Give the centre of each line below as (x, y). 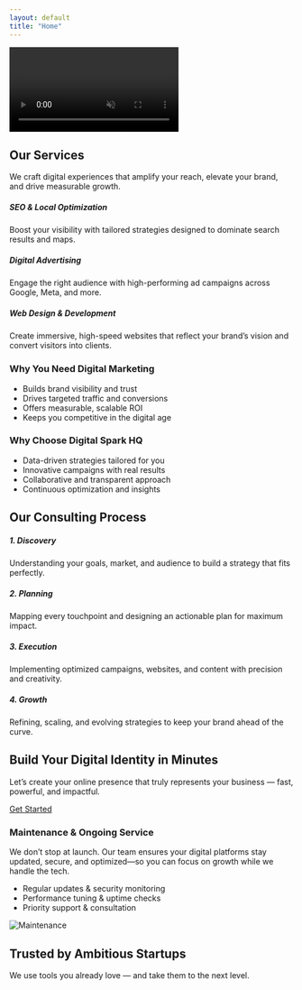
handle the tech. (40, 871)
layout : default (40, 18)
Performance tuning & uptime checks (92, 898)
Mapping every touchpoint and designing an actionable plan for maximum (146, 616)
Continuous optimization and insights (91, 489)
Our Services (47, 155)
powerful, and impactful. (55, 791)
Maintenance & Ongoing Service (82, 832)
